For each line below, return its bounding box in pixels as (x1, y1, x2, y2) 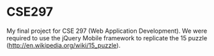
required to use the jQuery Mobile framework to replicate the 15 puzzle (6, 33, 208, 42)
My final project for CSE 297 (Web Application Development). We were (6, 27, 208, 35)
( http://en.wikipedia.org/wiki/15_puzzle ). (6, 41, 121, 49)
